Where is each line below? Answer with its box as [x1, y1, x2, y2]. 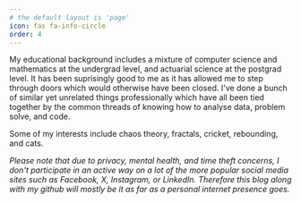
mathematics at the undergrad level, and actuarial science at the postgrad [9, 63, 282, 74]
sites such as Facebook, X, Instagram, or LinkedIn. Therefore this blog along [9, 174, 292, 185]
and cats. [9, 138, 44, 148]
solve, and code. [9, 111, 71, 122]
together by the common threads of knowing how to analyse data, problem [9, 102, 286, 113]
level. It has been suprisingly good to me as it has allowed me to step [9, 73, 264, 84]
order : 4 [9, 30, 42, 38]
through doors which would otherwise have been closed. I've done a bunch [9, 82, 288, 94]
